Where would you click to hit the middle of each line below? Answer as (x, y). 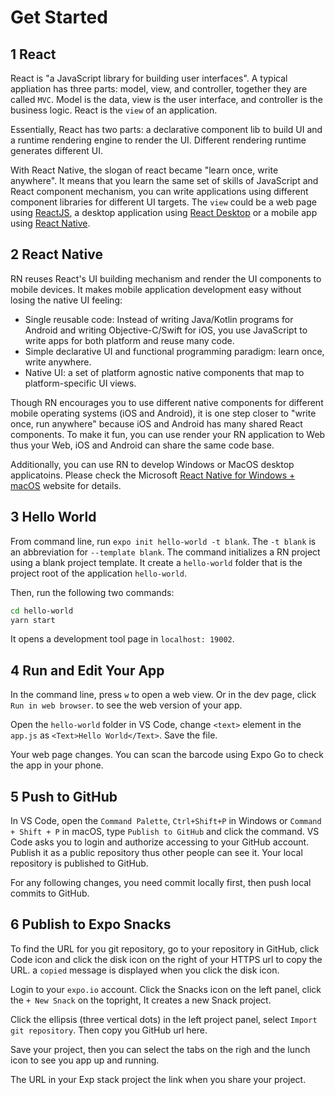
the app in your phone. (57, 765)
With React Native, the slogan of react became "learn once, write (144, 170)
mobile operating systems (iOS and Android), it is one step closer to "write (163, 413)
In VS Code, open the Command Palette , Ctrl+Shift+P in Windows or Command (166, 820)
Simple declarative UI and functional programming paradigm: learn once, (174, 351)
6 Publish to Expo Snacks (91, 924)
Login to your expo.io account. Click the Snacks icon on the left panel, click (166, 989)
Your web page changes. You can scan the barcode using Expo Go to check (167, 755)
